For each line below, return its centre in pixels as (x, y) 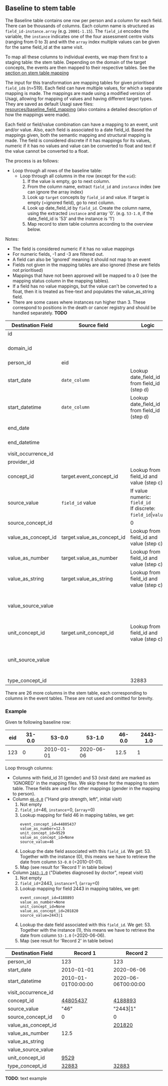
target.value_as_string (87, 578)
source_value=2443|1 (41, 916)
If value (139, 490)
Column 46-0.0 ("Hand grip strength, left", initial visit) (67, 799)
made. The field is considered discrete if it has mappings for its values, (78, 140)
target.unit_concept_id (87, 633)
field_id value (79, 503)
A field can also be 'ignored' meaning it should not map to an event (81, 259)
